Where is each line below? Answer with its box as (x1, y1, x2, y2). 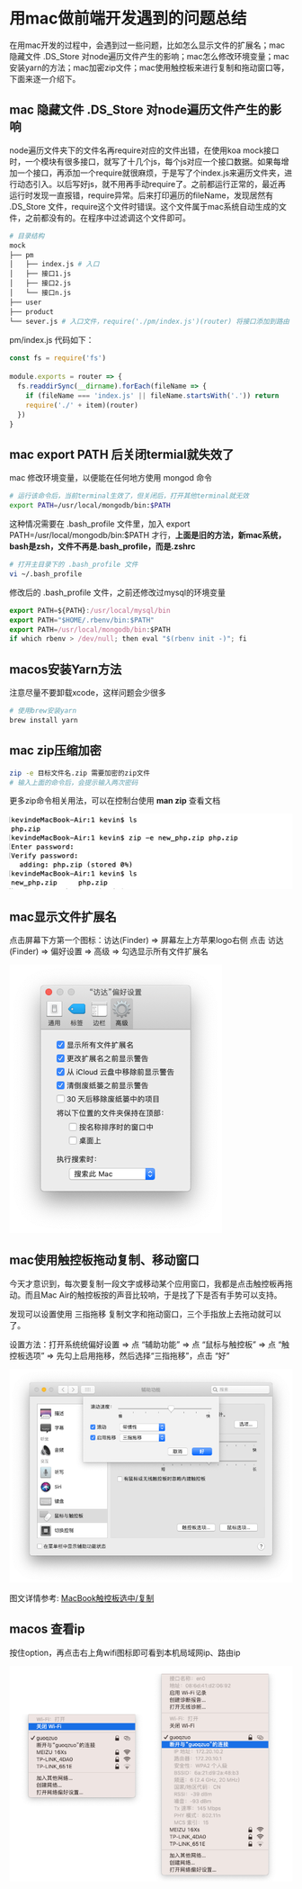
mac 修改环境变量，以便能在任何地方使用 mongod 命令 (9, 472, 213, 483)
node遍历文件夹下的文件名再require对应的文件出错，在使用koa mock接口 (9, 145, 280, 156)
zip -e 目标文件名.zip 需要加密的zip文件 (9, 769, 151, 778)
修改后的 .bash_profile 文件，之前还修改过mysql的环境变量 (9, 587, 226, 598)
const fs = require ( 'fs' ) (9, 353, 106, 363)
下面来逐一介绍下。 (9, 73, 81, 84)
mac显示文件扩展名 (9, 909, 117, 924)
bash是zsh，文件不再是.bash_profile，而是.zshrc (9, 541, 196, 552)
